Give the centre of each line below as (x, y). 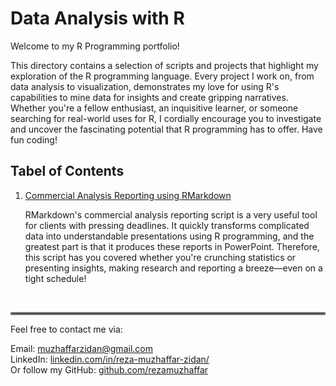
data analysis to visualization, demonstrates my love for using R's (145, 86)
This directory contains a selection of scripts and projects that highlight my (164, 65)
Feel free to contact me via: (66, 329)
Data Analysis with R (97, 18)
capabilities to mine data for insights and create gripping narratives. (149, 97)
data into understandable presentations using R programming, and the (169, 236)
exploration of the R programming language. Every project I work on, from (162, 76)
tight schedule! (55, 278)
